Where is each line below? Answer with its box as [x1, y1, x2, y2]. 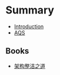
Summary [5, 4, 54, 17]
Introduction [14, 23, 44, 30]
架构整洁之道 [14, 62, 45, 69]
